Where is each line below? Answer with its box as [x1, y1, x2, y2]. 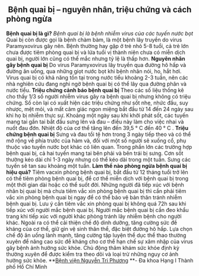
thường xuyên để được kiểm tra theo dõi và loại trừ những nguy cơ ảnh [6, 250, 179, 258]
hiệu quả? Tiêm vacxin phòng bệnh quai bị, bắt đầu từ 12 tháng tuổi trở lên [6, 169, 188, 176]
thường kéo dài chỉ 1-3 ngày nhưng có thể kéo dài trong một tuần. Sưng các [6, 156, 191, 163]
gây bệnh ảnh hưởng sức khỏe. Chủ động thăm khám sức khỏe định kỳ [6, 244, 180, 251]
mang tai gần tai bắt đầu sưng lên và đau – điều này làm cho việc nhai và [6, 118, 184, 125]
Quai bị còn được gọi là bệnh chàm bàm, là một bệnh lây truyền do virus [6, 36, 182, 43]
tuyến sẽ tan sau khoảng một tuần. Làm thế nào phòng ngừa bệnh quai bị [6, 162, 187, 169]
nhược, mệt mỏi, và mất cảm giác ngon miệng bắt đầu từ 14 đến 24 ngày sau [6, 105, 194, 112]
